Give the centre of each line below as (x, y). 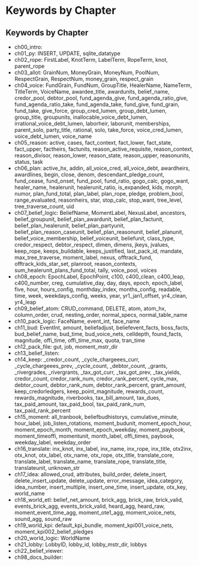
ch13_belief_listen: (37, 353)
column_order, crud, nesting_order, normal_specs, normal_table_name (101, 315)
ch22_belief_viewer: (39, 551)
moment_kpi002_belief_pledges (54, 531)
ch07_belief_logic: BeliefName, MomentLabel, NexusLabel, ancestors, (100, 213)
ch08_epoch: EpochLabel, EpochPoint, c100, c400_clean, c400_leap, (99, 276)
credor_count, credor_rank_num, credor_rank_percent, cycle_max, (96, 378)
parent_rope (29, 66)
